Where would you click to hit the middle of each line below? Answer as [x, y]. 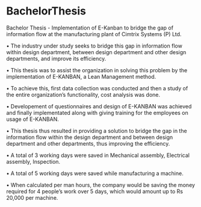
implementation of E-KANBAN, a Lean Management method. [81, 76]
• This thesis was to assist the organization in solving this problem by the [97, 70]
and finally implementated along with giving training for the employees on [97, 113]
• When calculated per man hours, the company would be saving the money [101, 185]
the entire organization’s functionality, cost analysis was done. [83, 94]
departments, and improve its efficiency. [56, 58]
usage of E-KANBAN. [32, 119]
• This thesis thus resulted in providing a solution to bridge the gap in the [97, 131]
